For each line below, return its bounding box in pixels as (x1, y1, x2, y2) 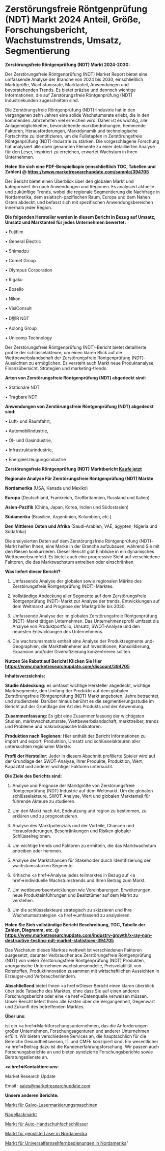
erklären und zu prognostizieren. (12, 813, 79, 819)
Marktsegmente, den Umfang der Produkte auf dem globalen (5, 687, 129, 693)
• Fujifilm (5, 229, 24, 235)
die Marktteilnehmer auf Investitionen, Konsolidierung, (41, 643, 151, 649)
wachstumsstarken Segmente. (12, 862, 74, 868)
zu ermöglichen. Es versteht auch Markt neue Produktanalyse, (28, 360, 155, 366)
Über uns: (5, 1013, 26, 1019)
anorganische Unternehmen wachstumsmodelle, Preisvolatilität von (5, 962, 141, 969)
